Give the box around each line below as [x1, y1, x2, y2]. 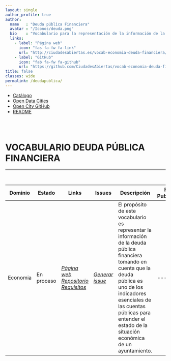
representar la [118, 226, 152, 233]
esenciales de [118, 296, 152, 303]
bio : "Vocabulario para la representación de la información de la [10, 31, 165, 36]
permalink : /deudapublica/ [5, 78, 63, 83]
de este [118, 207, 136, 214]
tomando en [118, 258, 147, 265]
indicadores [118, 290, 147, 297]
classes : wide [5, 74, 36, 79]
